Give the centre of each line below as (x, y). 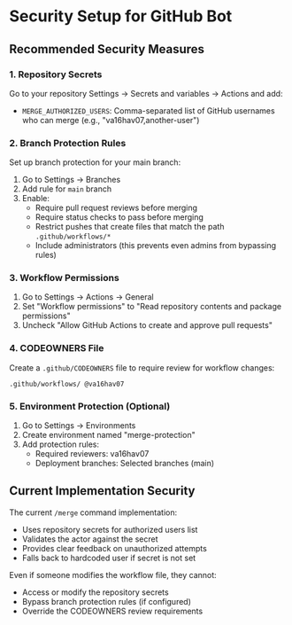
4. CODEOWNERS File (57, 348)
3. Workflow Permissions (64, 278)
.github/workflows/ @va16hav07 (67, 384)
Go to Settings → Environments (79, 426)
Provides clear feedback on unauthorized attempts (115, 548)
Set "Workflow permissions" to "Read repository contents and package (151, 307)
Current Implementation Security (102, 491)
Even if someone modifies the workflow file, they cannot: (113, 574)
